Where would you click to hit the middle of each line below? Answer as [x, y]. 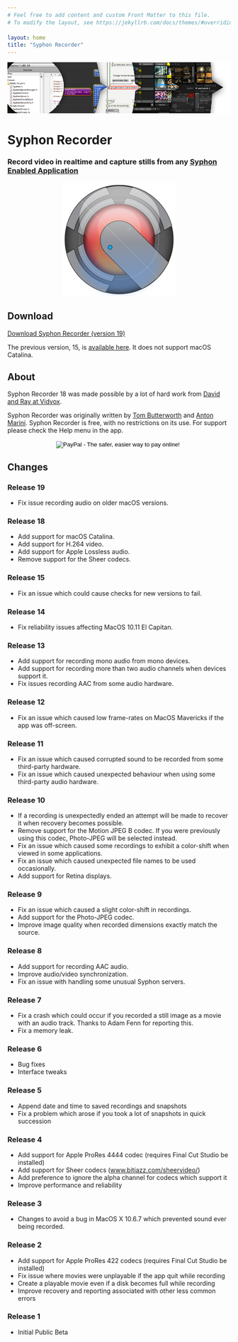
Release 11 [25, 744]
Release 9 [25, 894]
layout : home [27, 38]
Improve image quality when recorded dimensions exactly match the [118, 925]
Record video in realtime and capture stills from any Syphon [112, 162]
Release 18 [26, 521]
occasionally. [37, 869]
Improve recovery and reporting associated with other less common [117, 1291]
